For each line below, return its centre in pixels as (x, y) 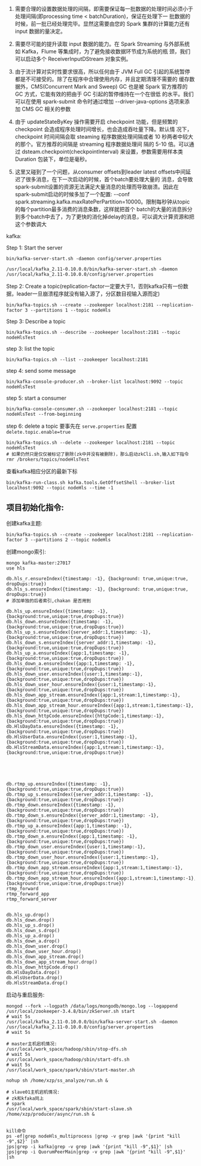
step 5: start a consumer (36, 398)
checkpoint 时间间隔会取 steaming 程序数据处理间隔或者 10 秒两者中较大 (104, 137)
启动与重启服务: (25, 994)
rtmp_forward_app (28, 894)
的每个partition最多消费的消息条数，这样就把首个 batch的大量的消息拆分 (103, 209)
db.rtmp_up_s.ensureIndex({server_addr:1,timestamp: (73, 794)
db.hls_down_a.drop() (33, 941)
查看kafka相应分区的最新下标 (42, 471)
